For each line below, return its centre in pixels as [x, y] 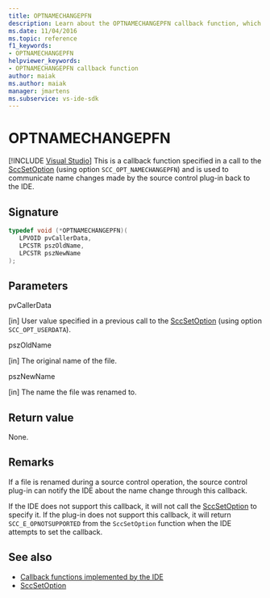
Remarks [31, 463]
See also [30, 557]
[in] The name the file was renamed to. [73, 392]
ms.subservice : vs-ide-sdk [54, 99]
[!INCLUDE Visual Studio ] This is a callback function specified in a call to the [135, 161]
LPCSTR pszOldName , [52, 246]
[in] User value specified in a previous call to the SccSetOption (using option [135, 321]
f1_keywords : [30, 46]
